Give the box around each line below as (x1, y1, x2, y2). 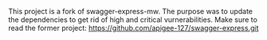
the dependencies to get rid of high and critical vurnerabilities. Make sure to (8, 15, 257, 24)
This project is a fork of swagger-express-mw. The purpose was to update (8, 7, 253, 16)
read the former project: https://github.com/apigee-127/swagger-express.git (8, 24, 259, 32)
